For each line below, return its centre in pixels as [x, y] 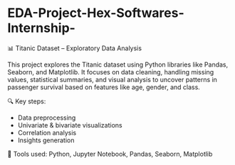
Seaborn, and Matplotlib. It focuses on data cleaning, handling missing [111, 72]
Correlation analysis [47, 132]
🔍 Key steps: [27, 101]
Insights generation [46, 140]
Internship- [42, 28]
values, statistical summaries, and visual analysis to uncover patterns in [112, 79]
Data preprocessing [47, 118]
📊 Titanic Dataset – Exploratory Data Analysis [75, 48]
